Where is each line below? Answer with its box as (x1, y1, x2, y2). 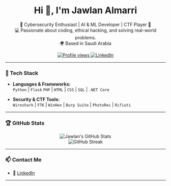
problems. (75, 34, 96, 40)
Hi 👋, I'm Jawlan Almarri (34, 5, 137, 16)
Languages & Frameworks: (12, 81, 71, 87)
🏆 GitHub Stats (5, 120, 45, 127)
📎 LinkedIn (12, 170, 35, 176)
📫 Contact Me (5, 156, 42, 164)
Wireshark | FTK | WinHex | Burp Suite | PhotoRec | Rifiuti (12, 102, 131, 108)
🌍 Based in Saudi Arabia (59, 40, 112, 46)
